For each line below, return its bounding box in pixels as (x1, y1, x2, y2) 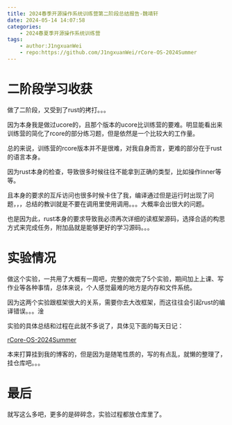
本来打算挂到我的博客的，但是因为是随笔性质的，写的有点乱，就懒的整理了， (7, 350, 226, 358)
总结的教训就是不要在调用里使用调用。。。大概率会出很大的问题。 (25, 199, 208, 208)
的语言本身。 (7, 153, 44, 161)
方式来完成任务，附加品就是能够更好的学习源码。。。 (7, 223, 154, 231)
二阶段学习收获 (7, 82, 93, 98)
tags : (7, 36, 23, 43)
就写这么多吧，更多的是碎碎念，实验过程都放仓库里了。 (7, 410, 165, 418)
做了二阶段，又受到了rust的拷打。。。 (7, 105, 110, 114)
